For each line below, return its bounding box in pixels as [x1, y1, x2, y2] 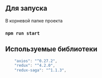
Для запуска [5, 4, 47, 13]
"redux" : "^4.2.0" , [14, 63, 56, 68]
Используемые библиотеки [5, 45, 97, 54]
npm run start [5, 30, 40, 36]
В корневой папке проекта [5, 17, 63, 23]
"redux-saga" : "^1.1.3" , [14, 68, 67, 73]
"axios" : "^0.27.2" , [14, 58, 58, 63]
